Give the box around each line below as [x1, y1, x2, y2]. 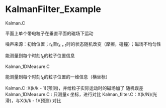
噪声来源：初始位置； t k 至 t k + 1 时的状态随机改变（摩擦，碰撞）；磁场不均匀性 [5, 41, 161, 48]
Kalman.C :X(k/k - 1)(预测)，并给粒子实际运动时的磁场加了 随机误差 [5, 85, 144, 91]
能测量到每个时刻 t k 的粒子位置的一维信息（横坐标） [5, 73, 110, 81]
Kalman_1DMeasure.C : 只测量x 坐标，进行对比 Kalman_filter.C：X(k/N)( [5, 91, 153, 97]
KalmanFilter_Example [5, 3, 102, 15]
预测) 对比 [40, 97, 61, 103]
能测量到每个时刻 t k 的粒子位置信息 [5, 52, 75, 59]
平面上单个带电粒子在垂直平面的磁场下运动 [5, 30, 94, 36]
